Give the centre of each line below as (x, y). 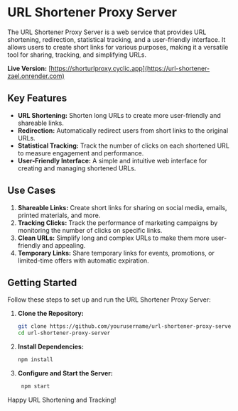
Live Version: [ (29, 68)
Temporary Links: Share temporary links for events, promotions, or (116, 253)
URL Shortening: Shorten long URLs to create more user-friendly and (119, 115)
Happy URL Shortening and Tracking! (62, 400)
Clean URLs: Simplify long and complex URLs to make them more (113, 238)
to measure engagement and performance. (81, 153)
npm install (35, 360)
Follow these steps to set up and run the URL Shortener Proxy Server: (109, 300)
